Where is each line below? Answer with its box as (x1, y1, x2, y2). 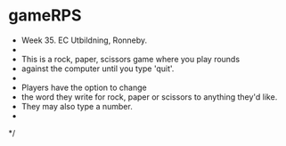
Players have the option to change (20, 82, 148, 93)
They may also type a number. (20, 101, 133, 111)
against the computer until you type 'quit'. (20, 63, 175, 74)
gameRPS (8, 5, 82, 26)
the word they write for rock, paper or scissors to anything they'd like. (20, 91, 278, 102)
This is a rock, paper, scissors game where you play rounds (20, 53, 241, 64)
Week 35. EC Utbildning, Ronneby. (20, 35, 148, 45)
